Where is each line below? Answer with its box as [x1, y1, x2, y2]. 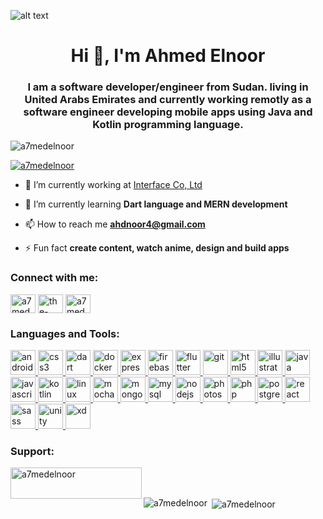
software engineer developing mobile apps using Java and [23, 105, 313, 119]
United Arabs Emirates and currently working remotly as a [24, 93, 312, 107]
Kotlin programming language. [92, 118, 244, 132]
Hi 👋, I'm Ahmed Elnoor [70, 45, 266, 67]
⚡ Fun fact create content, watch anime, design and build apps [24, 242, 290, 254]
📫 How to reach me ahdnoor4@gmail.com [24, 218, 206, 230]
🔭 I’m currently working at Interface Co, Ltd [24, 179, 203, 191]
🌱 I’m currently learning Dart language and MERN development [24, 198, 288, 210]
